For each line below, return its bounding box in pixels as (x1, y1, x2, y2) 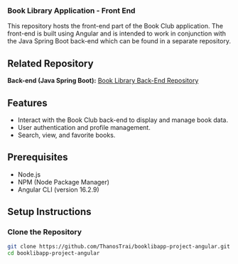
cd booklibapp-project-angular (7, 250, 100, 257)
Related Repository (7, 57, 94, 70)
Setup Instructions (7, 206, 92, 218)
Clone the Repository (7, 227, 82, 237)
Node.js (17, 170, 41, 179)
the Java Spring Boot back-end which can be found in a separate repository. (7, 37, 232, 45)
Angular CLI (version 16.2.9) (17, 185, 99, 194)
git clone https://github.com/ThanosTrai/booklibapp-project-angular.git (7, 243, 231, 251)
